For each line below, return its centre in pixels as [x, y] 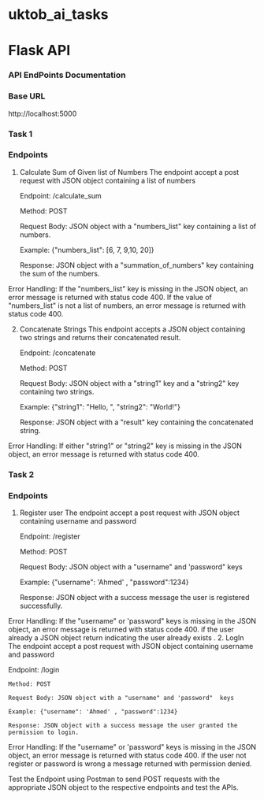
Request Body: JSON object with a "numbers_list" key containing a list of [138, 226]
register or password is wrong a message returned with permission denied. [130, 764]
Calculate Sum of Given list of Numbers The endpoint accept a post [129, 172]
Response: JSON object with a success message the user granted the [123, 726]
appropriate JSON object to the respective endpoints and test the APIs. [123, 787]
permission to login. [44, 733]
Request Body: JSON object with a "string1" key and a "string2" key [129, 383]
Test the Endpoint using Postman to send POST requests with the [114, 779]
